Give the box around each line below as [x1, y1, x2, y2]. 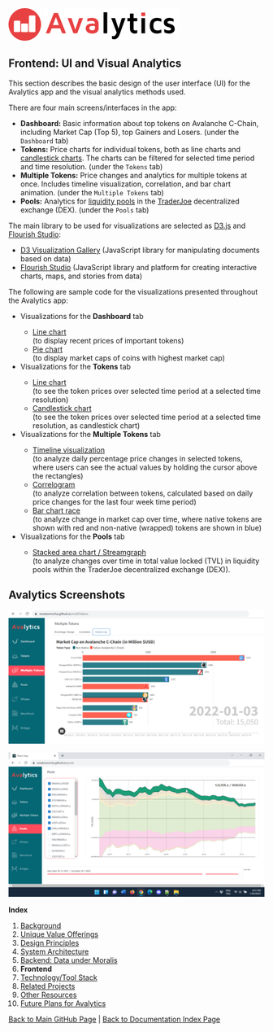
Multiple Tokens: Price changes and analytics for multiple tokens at [19, 170, 248, 180]
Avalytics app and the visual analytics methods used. [8, 86, 186, 97]
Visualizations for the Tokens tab [19, 361, 132, 371]
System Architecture [19, 947, 89, 956]
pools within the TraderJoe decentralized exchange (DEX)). [32, 564, 231, 574]
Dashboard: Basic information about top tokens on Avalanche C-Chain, [19, 118, 259, 128]
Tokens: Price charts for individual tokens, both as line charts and [19, 144, 241, 154]
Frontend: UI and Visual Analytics [8, 57, 182, 71]
